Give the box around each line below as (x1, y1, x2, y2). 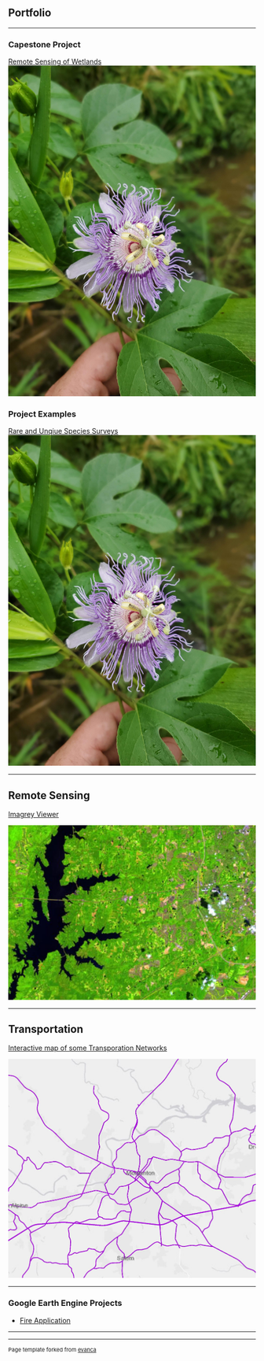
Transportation (8, 1023, 84, 1036)
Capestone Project (8, 39, 81, 50)
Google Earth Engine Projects (8, 1298, 123, 1309)
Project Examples (8, 409, 77, 420)
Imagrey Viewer (8, 810, 59, 819)
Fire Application (19, 1315, 71, 1325)
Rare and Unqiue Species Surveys (8, 427, 119, 436)
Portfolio (8, 6, 52, 20)
